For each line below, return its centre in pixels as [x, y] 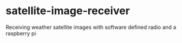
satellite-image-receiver [68, 11]
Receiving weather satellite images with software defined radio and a [91, 27]
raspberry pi [21, 33]
